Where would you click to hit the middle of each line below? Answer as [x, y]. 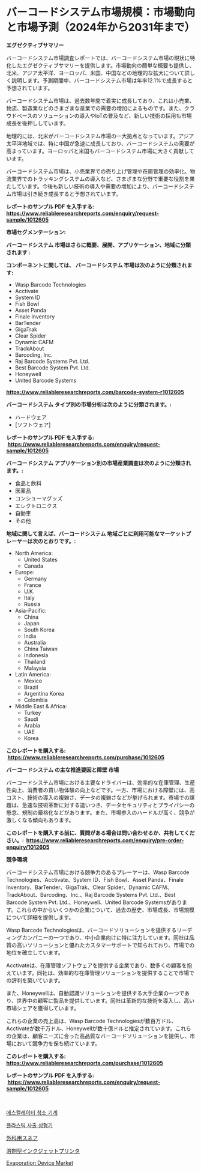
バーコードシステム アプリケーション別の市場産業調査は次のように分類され [99, 463]
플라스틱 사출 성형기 [29, 1125]
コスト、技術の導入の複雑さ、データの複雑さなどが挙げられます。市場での [98, 797]
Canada [34, 566]
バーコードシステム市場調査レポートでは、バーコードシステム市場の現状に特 [101, 58]
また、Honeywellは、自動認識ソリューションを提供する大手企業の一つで [95, 993]
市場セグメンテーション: [36, 232]
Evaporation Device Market [40, 1162]
